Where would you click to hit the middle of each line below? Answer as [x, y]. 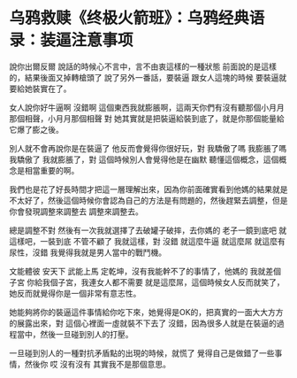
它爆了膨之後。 [36, 129]
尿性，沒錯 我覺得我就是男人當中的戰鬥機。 [88, 252]
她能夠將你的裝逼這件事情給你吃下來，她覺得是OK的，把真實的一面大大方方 [147, 312]
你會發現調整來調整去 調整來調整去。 [76, 211]
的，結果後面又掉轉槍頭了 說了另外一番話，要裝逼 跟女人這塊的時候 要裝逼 [144, 77]
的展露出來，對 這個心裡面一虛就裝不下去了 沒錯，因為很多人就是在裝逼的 [143, 323]
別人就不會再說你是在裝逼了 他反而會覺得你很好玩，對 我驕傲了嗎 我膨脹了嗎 [148, 148]
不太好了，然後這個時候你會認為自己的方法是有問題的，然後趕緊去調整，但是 [148, 200]
